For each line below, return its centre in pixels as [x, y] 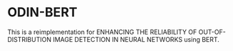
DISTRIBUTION [30, 39]
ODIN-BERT [42, 12]
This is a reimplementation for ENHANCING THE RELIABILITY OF [102, 32]
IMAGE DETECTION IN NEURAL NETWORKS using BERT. [136, 39]
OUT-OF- [212, 32]
